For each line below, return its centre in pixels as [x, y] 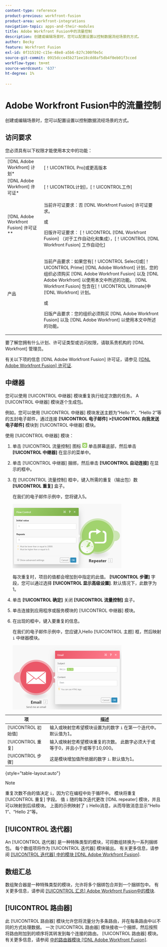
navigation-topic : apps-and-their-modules [50, 26]
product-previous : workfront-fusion [43, 16]
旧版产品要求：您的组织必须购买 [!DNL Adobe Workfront [101, 314]
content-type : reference [31, 10]
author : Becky [20, 42]
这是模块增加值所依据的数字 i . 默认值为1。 [93, 759]
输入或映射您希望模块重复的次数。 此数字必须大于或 [102, 741]
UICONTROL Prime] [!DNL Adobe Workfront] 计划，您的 [101, 268]
